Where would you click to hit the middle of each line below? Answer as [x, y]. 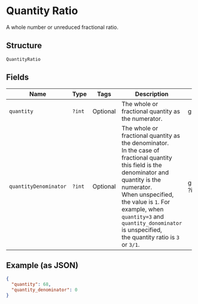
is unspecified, [142, 230]
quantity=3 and [143, 216]
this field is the [142, 165]
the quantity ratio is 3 [151, 237]
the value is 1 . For [146, 201]
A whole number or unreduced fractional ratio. [62, 27]
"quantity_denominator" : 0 [44, 290]
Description [152, 94]
